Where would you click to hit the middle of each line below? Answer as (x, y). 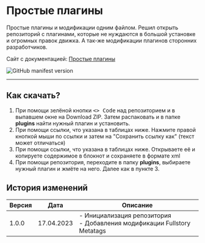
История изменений (47, 188)
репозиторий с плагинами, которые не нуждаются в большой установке (101, 34)
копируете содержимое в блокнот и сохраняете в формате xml (98, 156)
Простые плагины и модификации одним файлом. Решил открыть (92, 27)
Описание (137, 205)
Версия (21, 205)
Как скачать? (34, 96)
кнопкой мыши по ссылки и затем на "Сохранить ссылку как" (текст (105, 136)
